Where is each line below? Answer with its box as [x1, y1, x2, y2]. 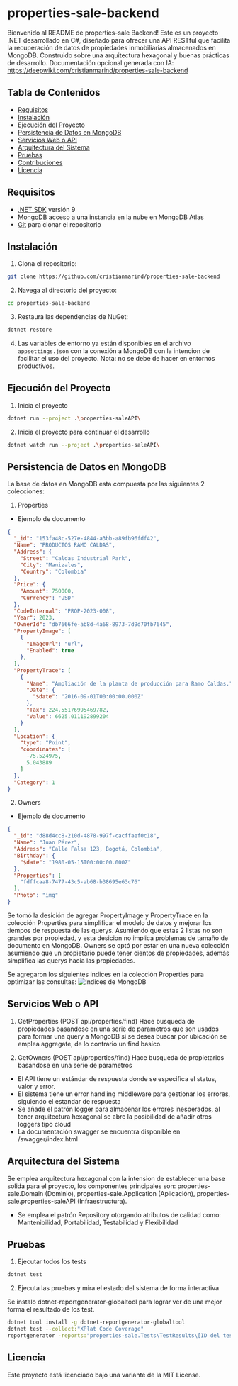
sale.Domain [7, 1189, 44, 1197]
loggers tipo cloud [17, 1119, 72, 1128]
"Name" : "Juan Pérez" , [13, 839, 81, 846]
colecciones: [7, 487, 45, 496]
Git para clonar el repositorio [17, 220, 101, 228]
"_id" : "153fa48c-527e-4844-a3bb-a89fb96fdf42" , [13, 535, 160, 542]
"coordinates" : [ [20, 746, 72, 753]
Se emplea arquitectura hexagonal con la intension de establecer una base [7, 1174, 225, 1183]
